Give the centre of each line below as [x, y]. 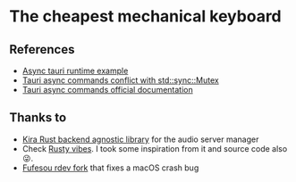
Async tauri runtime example [75, 70]
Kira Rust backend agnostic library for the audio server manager [140, 139]
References [42, 50]
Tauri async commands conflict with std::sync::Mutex [120, 80]
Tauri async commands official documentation [108, 90]
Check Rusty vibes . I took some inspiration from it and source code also [155, 148]
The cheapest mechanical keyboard [145, 17]
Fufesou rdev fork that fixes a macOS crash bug [110, 168]
